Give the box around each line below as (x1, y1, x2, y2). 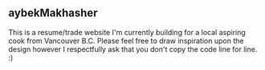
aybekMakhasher (8, 6, 98, 20)
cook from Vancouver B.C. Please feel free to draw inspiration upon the (8, 36, 244, 45)
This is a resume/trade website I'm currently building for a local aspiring (8, 27, 247, 37)
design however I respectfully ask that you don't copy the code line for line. (8, 44, 258, 54)
